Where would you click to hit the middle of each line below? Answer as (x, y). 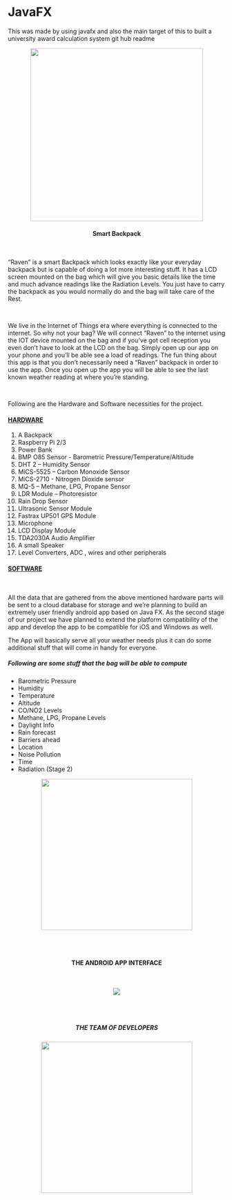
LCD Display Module (47, 530)
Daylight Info (36, 725)
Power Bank (35, 450)
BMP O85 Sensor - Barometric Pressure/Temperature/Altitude (106, 457)
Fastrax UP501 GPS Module (57, 516)
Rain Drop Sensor (43, 501)
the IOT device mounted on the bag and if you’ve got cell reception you (109, 340)
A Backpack (35, 435)
